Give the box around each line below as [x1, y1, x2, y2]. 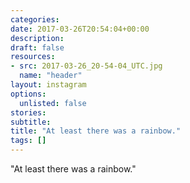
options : [10, 89, 47, 99]
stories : [10, 107, 47, 118]
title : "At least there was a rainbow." [10, 126, 182, 136]
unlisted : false [19, 98, 87, 108]
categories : [10, 14, 60, 25]
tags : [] [10, 136, 47, 146]
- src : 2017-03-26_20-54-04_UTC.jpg [10, 61, 163, 71]
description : [10, 33, 65, 43]
